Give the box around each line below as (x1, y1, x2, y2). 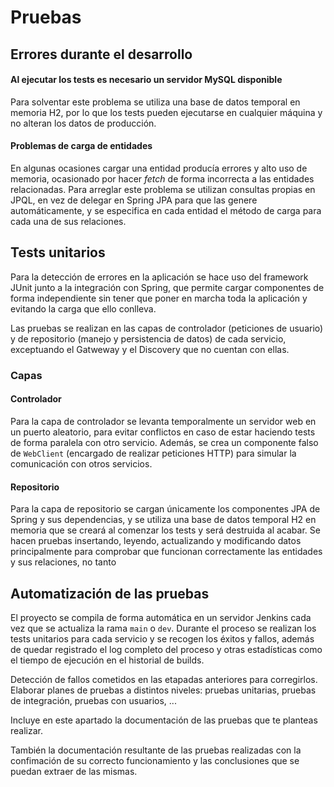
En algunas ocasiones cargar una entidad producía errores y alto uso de (10, 162, 308, 174)
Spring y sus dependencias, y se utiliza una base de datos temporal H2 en (10, 514, 317, 526)
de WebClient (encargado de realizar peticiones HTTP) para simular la (10, 447, 297, 459)
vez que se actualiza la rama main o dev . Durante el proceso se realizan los (10, 622, 317, 634)
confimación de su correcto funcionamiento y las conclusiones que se (10, 754, 300, 766)
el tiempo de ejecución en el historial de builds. (10, 654, 205, 666)
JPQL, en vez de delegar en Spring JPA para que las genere (10, 194, 258, 206)
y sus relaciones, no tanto (10, 556, 117, 568)
